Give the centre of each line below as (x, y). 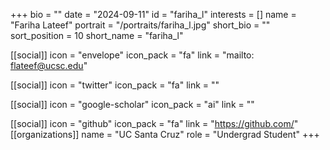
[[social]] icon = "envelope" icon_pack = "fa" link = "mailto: (132, 55)
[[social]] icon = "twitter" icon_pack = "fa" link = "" (115, 85)
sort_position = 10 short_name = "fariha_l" (97, 35)
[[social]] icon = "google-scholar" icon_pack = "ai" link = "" (132, 104)
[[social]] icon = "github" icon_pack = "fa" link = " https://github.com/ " (154, 123)
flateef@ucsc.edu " (49, 65)
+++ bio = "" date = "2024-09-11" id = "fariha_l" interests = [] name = (153, 14)
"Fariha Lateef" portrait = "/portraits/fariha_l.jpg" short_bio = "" (140, 25)
